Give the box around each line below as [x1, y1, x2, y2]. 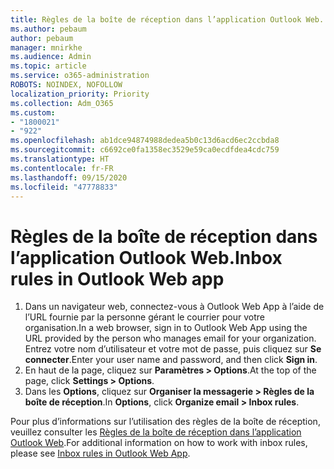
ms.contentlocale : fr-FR [10, 163, 114, 173]
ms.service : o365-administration [10, 71, 150, 81]
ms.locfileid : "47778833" [10, 182, 118, 192]
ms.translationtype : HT [10, 154, 110, 164]
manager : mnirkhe [10, 42, 83, 53]
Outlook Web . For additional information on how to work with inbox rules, [10, 437, 308, 449]
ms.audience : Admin [10, 52, 92, 62]
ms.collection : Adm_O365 [10, 98, 114, 108]
